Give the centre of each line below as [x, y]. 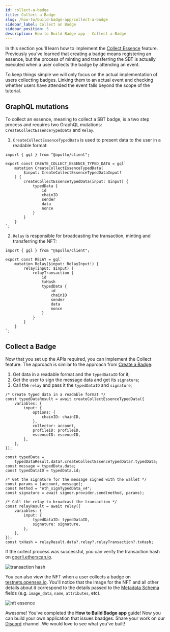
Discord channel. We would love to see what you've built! [65, 623]
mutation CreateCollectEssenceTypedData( [59, 168]
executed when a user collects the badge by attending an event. [73, 65]
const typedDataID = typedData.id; [43, 471]
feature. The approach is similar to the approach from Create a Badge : [79, 364]
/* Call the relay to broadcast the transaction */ [61, 502]
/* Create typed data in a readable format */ [55, 394]
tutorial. [13, 91]
